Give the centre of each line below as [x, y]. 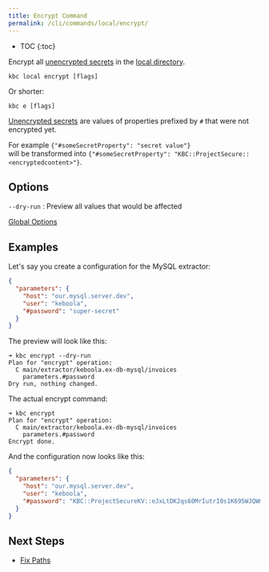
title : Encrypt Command [48, 16]
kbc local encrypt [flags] [53, 76]
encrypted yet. [32, 129]
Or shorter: [26, 91]
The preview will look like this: [58, 341]
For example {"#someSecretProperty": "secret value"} [100, 144]
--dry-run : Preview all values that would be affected [95, 206]
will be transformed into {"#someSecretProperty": [90, 153]
